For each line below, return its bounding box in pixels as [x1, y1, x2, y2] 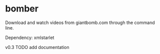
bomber [5, 3, 39, 14]
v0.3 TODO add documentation [5, 44, 69, 50]
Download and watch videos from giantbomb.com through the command [5, 19, 155, 25]
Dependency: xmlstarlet [5, 34, 54, 40]
